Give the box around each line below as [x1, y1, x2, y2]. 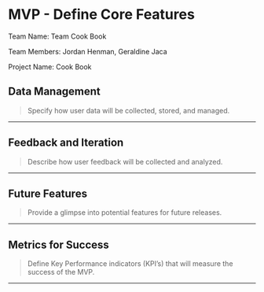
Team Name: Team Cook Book [8, 31, 107, 41]
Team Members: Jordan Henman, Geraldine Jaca [8, 46, 167, 56]
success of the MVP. [27, 268, 95, 277]
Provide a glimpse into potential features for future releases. [27, 208, 222, 217]
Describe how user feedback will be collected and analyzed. [27, 157, 223, 166]
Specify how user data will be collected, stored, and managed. [27, 105, 230, 115]
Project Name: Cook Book [8, 61, 92, 72]
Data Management [8, 85, 101, 98]
